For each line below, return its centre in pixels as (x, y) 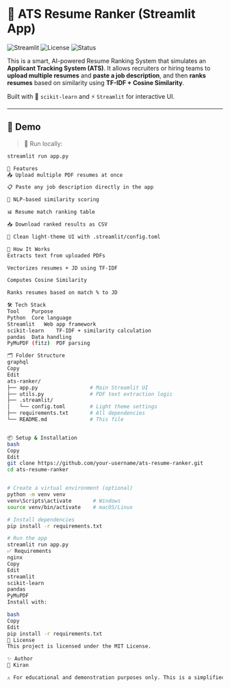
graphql (18, 362)
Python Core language (39, 318)
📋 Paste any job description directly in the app (80, 187)
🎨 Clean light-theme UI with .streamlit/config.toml (84, 237)
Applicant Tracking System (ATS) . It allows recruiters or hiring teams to (109, 68)
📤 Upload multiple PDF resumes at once (65, 175)
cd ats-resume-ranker (38, 470)
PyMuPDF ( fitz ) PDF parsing (49, 343)
